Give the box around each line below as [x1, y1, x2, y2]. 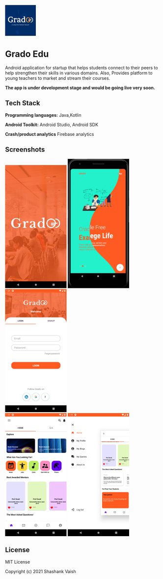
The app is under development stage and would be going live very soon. [5, 85, 156, 91]
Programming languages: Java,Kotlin [5, 112, 81, 118]
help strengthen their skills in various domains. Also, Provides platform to [5, 70, 153, 76]
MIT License [5, 559, 30, 565]
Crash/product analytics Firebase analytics [5, 131, 94, 137]
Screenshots [5, 145, 45, 154]
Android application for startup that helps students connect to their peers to [5, 64, 158, 70]
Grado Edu [5, 49, 49, 60]
